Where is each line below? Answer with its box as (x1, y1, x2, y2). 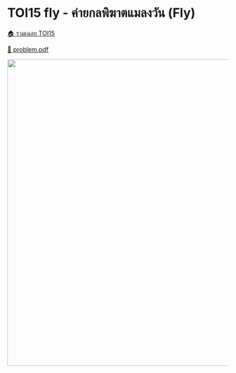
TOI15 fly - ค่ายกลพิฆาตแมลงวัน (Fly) (7, 5, 196, 21)
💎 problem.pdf (7, 45, 49, 53)
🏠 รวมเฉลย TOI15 (7, 29, 55, 37)
